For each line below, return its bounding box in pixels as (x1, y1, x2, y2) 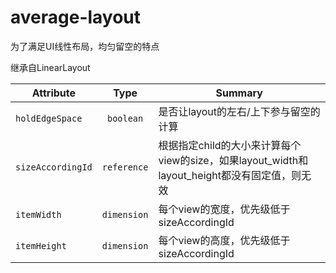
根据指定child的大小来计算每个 (158, 138, 302, 152)
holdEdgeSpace (15, 112, 83, 124)
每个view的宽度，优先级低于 (158, 202, 291, 216)
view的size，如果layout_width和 (158, 153, 309, 167)
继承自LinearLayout (10, 61, 91, 73)
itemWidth (15, 209, 62, 220)
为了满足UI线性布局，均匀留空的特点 (10, 40, 160, 52)
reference (101, 161, 149, 173)
